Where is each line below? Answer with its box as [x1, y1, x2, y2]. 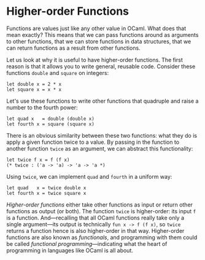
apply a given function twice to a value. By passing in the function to [6, 138, 180, 146]
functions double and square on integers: [6, 69, 109, 76]
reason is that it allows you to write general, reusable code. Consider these [6, 63, 196, 70]
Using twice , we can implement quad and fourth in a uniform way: [6, 173, 172, 180]
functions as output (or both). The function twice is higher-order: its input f [6, 207, 196, 215]
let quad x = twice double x [6, 184, 87, 191]
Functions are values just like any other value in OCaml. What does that [6, 25, 186, 32]
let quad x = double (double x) [6, 116, 95, 122]
